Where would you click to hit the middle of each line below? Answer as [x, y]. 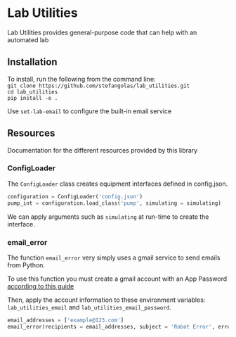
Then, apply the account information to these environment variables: [106, 300]
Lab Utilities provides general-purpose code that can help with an [102, 32]
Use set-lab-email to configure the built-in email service [90, 111]
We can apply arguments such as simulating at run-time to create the [108, 217]
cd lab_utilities [33, 92]
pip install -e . [33, 98]
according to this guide [41, 286]
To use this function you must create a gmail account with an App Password [117, 279]
